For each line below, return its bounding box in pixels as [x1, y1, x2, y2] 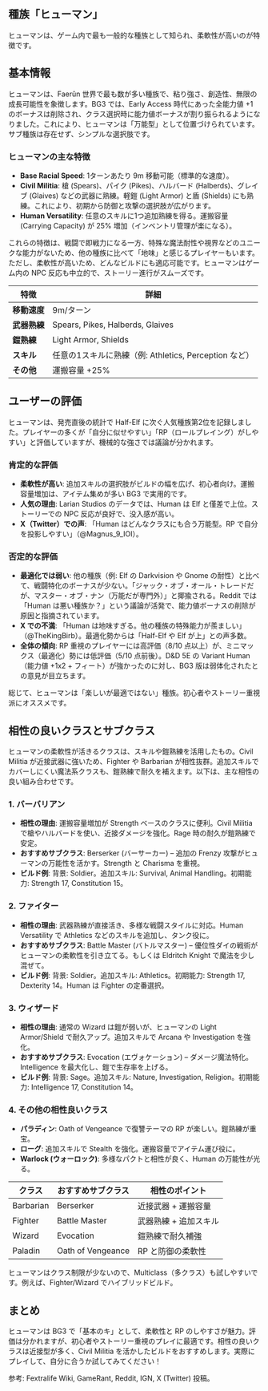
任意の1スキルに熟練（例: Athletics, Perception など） [52, 350, 254, 361]
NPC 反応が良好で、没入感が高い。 [63, 509, 178, 519]
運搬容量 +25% [52, 364, 110, 375]
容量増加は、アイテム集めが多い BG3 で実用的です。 [19, 489, 192, 499]
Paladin [12, 1245, 41, 1256]
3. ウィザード [8, 1002, 59, 1013]
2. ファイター [8, 900, 59, 912]
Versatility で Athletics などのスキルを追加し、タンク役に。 [19, 930, 214, 940]
